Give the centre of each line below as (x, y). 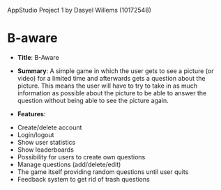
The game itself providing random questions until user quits (103, 172)
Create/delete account (49, 127)
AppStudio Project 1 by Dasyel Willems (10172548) (79, 10)
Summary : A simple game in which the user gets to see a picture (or (115, 71)
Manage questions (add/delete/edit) (69, 164)
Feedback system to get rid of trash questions (83, 179)
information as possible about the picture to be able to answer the (112, 93)
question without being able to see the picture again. (93, 100)
